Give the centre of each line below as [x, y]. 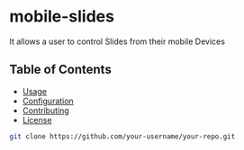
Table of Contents [61, 70]
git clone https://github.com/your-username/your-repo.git [122, 137]
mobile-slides [62, 17]
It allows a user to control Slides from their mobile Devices [117, 41]
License [37, 119]
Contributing [45, 110]
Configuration [48, 101]
